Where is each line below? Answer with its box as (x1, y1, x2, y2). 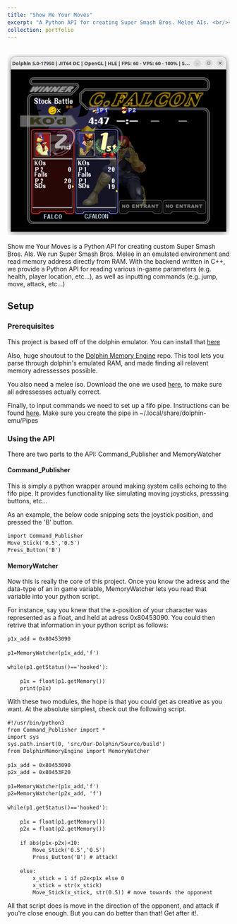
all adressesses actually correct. (7, 387, 102, 396)
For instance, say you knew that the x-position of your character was (7, 606, 207, 614)
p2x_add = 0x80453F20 (7, 769, 71, 776)
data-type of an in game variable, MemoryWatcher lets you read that (7, 585, 207, 593)
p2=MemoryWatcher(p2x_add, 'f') (7, 790, 102, 797)
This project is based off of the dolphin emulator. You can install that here (7, 337, 221, 346)
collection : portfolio (7, 26, 74, 33)
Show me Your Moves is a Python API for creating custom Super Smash (7, 242, 216, 250)
